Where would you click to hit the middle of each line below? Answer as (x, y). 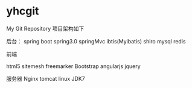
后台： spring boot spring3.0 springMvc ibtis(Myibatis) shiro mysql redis (96, 41)
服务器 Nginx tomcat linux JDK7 (46, 78)
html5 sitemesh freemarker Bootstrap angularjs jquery (73, 66)
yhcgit (23, 11)
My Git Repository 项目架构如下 (45, 28)
